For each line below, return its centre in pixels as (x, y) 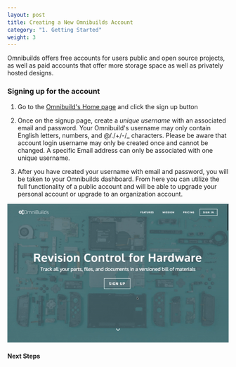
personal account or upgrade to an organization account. (100, 194)
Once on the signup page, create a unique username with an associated (122, 120)
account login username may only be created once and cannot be (113, 143)
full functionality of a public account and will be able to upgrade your (117, 186)
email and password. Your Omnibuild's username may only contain (114, 127)
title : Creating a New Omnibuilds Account (70, 22)
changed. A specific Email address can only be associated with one (115, 150)
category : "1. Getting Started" (54, 30)
